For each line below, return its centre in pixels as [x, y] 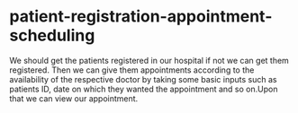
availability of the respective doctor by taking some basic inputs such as [143, 79]
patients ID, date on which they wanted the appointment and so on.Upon [144, 89]
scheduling [52, 35]
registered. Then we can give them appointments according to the [132, 70]
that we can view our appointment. [74, 98]
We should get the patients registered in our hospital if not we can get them [149, 60]
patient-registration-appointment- [141, 17]
